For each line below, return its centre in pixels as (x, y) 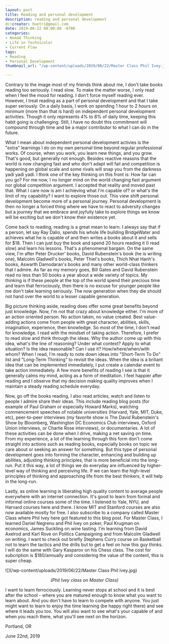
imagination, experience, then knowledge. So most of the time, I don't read (82, 328)
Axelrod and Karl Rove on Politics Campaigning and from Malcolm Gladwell (83, 534)
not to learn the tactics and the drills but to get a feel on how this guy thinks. (84, 545)
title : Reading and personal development (49, 15)
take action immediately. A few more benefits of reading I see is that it (77, 371)
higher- (155, 466)
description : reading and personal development (56, 19)
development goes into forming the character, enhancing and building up (81, 455)
